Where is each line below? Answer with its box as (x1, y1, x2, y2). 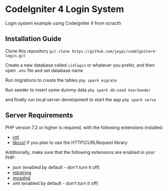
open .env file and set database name (5, 67, 84, 73)
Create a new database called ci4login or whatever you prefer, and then (5, 62, 155, 68)
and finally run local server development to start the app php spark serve (5, 96, 156, 102)
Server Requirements (5, 111, 74, 120)
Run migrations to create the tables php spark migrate (5, 77, 117, 83)
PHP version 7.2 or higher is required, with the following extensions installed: (5, 124, 163, 130)
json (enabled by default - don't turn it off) (12, 164, 100, 170)
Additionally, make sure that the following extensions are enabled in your (5, 149, 155, 155)
